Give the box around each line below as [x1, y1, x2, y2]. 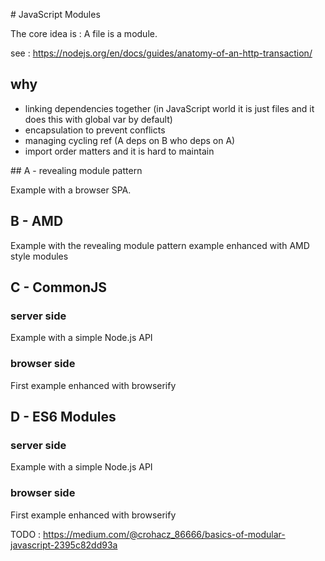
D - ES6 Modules [10, 409, 117, 425]
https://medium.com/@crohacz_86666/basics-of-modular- [43, 528, 286, 540]
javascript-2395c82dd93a [10, 539, 118, 551]
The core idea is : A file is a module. [10, 28, 158, 39]
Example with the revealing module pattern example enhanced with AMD [10, 239, 310, 251]
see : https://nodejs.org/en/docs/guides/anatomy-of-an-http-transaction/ [10, 47, 313, 59]
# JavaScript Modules [10, 9, 101, 20]
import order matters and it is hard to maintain [24, 145, 215, 157]
